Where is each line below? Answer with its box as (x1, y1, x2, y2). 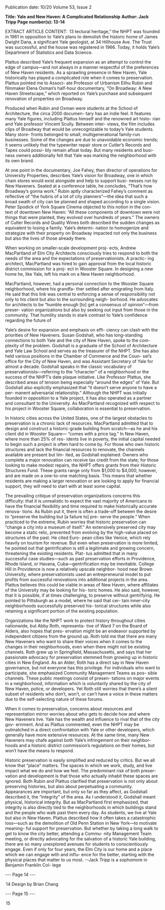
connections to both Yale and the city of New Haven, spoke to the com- (5, 337, 151, 343)
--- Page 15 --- (5, 891, 35, 897)
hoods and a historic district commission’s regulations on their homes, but (5, 742, 155, 748)
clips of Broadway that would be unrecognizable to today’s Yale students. (5, 126, 154, 132)
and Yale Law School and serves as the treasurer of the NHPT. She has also (5, 348, 159, 354)
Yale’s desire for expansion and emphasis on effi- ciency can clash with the (5, 327, 158, 332)
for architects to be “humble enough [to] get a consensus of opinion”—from (5, 302, 159, 307)
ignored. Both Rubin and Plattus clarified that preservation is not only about (5, 778, 158, 784)
